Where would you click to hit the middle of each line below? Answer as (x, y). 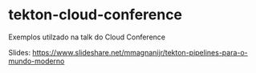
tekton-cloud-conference (95, 15)
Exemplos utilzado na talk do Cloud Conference (87, 37)
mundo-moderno (37, 61)
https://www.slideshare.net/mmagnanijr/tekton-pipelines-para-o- (140, 52)
